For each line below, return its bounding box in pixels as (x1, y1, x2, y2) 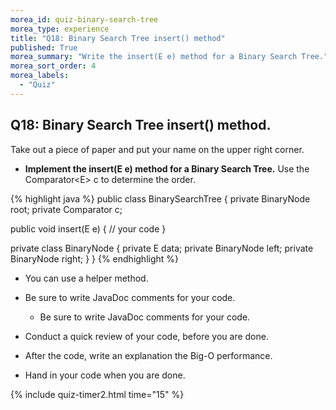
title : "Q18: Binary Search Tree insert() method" (10, 33, 226, 43)
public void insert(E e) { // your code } (10, 222, 167, 235)
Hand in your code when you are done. (24, 369, 186, 381)
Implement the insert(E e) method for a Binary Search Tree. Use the (24, 162, 310, 175)
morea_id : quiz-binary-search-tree (10, 14, 159, 25)
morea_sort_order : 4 (10, 61, 97, 71)
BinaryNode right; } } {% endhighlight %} (10, 252, 180, 265)
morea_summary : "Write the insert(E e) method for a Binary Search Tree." (10, 52, 329, 62)
